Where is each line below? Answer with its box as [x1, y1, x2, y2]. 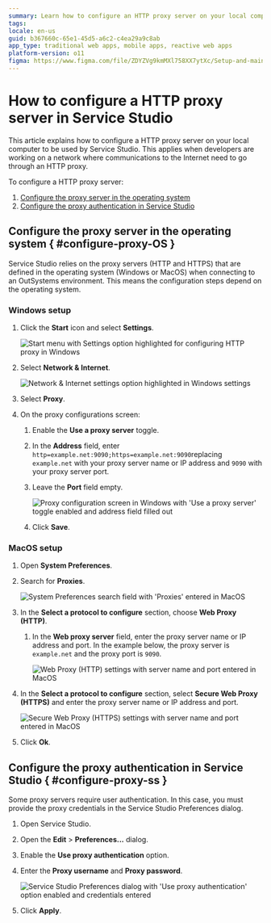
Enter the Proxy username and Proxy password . [19, 866, 183, 876]
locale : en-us [8, 27, 56, 35]
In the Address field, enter [31, 441, 120, 451]
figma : [8, 57, 31, 65]
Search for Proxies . [19, 577, 85, 586]
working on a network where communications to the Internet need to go [8, 153, 248, 162]
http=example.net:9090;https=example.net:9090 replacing [31, 449, 223, 459]
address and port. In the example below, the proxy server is [31, 640, 230, 650]
